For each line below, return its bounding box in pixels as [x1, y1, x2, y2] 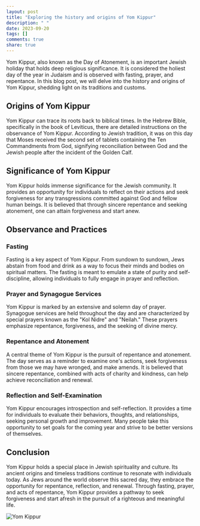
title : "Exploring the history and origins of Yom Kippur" [6, 14, 156, 20]
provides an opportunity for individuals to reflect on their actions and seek [6, 188, 189, 195]
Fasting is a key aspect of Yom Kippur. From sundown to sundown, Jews [6, 256, 185, 263]
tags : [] [6, 31, 28, 37]
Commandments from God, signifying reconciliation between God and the [6, 142, 188, 149]
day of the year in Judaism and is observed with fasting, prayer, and [6, 71, 174, 78]
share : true [6, 42, 36, 48]
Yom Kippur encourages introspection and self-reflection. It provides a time [6, 405, 192, 412]
